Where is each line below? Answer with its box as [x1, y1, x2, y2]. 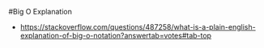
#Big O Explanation [8, 7, 73, 16]
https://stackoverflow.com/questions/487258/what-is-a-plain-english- [19, 22, 257, 31]
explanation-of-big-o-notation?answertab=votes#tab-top [19, 31, 212, 40]
